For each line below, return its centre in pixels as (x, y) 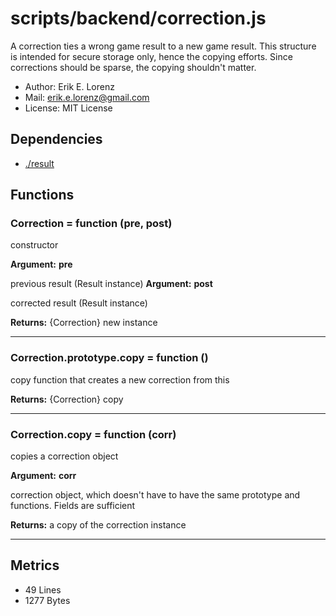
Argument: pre (41, 264)
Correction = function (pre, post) (91, 224)
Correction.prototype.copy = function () (109, 358)
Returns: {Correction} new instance (84, 323)
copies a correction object (64, 456)
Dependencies (56, 139)
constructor (34, 245)
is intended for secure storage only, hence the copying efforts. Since (151, 56)
